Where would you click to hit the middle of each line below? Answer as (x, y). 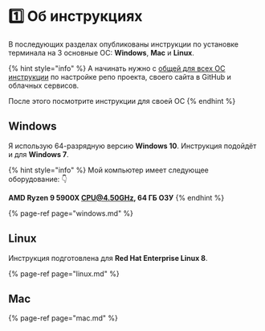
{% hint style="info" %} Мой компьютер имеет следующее (108, 170)
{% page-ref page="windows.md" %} (71, 213)
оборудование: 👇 (38, 179)
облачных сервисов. (44, 85)
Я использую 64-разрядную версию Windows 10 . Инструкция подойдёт (132, 146)
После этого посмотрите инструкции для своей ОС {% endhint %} (122, 101)
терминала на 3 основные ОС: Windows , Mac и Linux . (102, 52)
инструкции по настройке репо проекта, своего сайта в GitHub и (120, 77)
